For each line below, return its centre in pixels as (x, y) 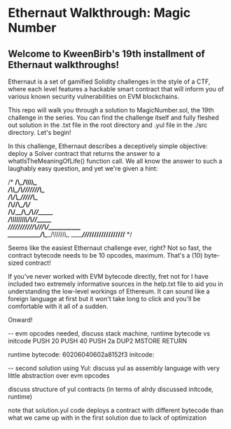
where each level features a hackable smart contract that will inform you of (116, 89)
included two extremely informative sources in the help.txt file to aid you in (115, 284)
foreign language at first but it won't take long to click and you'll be (104, 299)
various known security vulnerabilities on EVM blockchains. (94, 97)
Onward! (20, 320)
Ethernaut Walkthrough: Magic (99, 13)
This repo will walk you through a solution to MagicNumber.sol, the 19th (111, 110)
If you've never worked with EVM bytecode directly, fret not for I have (108, 276)
